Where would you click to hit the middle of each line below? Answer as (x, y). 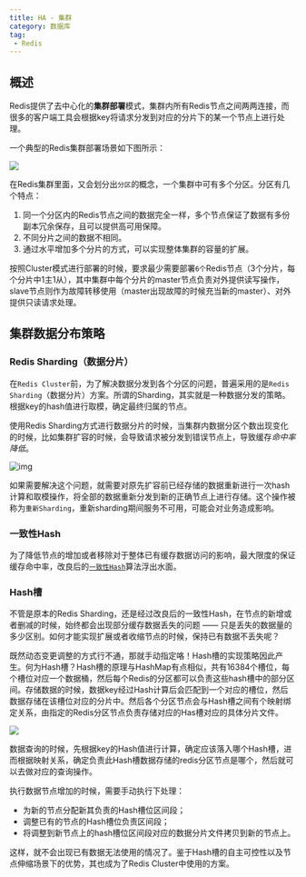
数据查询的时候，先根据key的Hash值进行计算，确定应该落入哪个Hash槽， (147, 749)
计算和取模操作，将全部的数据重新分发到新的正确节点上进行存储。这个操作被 (153, 496)
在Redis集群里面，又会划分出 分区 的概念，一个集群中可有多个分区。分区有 (146, 184)
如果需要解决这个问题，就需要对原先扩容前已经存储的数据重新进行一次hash (150, 485)
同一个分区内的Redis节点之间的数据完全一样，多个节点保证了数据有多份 (156, 215)
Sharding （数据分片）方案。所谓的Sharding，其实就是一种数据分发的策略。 (150, 394)
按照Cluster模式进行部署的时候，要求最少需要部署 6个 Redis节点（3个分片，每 (153, 268)
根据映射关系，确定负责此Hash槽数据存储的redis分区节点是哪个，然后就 (151, 761)
